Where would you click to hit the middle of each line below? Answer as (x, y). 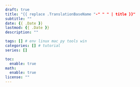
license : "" (17, 77)
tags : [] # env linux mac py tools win (46, 41)
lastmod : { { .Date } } (27, 28)
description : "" (22, 32)
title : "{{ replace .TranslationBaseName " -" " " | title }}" (70, 14)
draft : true (17, 10)
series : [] (16, 50)
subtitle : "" (18, 19)
